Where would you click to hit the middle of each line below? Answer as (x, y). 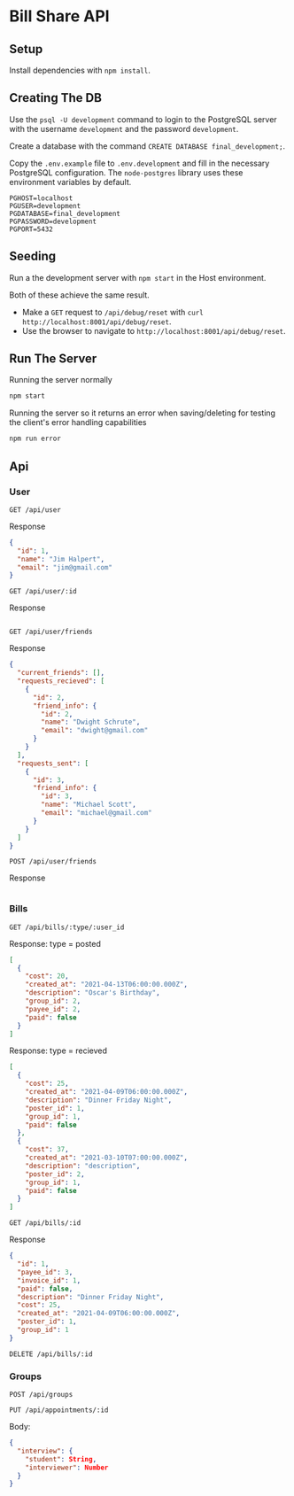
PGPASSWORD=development (53, 221)
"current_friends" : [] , (61, 673)
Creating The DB (55, 98)
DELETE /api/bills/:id (51, 1354)
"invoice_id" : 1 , (49, 1280)
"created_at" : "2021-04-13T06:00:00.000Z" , (107, 985)
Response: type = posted (55, 943)
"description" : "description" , (83, 1166)
